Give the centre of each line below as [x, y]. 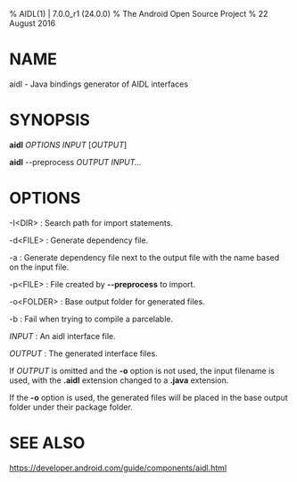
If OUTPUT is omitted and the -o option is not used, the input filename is [142, 370]
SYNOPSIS [50, 120]
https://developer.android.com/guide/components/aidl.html [118, 468]
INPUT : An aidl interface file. [62, 336]
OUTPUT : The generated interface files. [83, 353]
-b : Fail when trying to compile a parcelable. [91, 319]
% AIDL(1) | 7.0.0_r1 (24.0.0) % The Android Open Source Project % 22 [139, 14]
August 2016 [33, 23]
